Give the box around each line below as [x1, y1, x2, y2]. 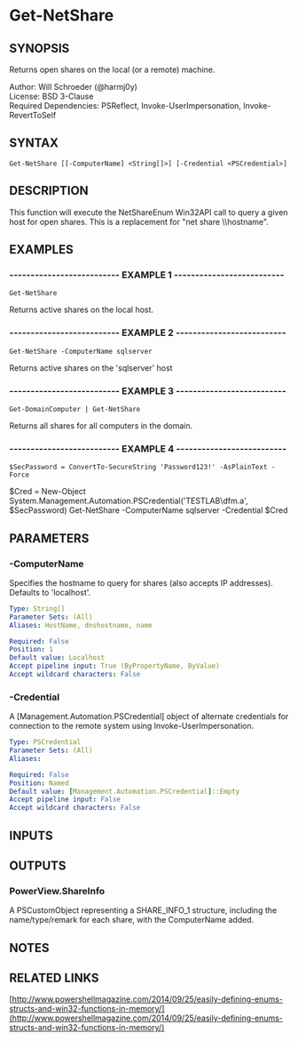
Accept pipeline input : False [9, 795, 122, 805]
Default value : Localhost [9, 653, 105, 662]
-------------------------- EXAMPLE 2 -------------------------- [9, 326, 286, 339]
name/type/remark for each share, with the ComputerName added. [9, 915, 255, 925]
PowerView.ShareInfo [9, 885, 106, 897]
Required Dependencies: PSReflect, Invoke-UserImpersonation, [9, 100, 242, 111]
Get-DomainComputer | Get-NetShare [9, 404, 141, 413]
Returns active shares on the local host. [9, 304, 153, 316]
